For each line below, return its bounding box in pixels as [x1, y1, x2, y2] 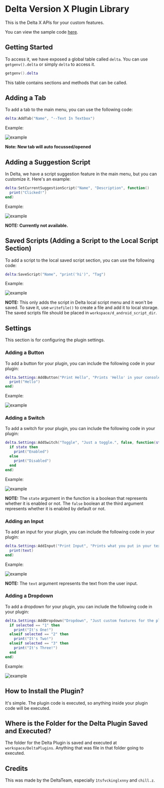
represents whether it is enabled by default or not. [5, 505, 106, 511]
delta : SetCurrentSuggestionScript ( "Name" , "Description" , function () [5, 186, 150, 191]
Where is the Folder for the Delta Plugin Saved [5, 719, 148, 727]
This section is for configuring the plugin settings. [5, 337, 105, 343]
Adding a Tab [5, 94, 46, 102]
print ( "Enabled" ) [14, 449, 49, 455]
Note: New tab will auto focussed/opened [5, 144, 91, 150]
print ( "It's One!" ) [14, 627, 54, 632]
